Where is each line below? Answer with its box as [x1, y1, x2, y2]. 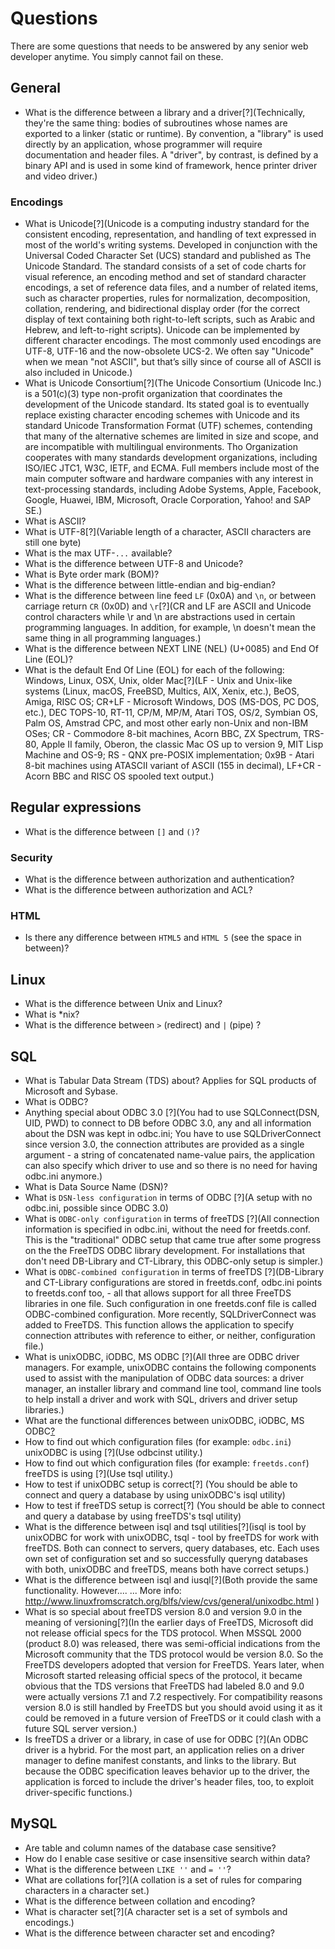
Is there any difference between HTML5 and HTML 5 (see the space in [24, 932, 302, 944]
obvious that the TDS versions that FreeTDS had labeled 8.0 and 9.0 [24, 1680, 305, 1692]
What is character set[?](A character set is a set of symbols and [24, 1905, 288, 1917]
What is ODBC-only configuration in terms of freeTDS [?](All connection [24, 1213, 320, 1225]
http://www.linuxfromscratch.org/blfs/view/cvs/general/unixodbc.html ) [24, 1595, 320, 1607]
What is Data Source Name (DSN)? [24, 1181, 168, 1193]
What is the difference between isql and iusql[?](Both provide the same [24, 1574, 318, 1586]
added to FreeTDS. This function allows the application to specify [24, 1319, 295, 1331]
